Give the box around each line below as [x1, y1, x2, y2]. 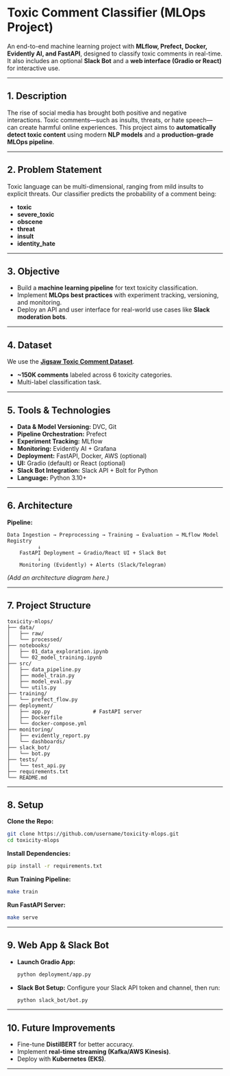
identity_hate [16, 239, 56, 248]
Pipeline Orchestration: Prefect [16, 430, 107, 438]
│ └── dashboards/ [7, 738, 66, 745]
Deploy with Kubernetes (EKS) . [16, 1055, 106, 1063]
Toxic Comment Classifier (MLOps [7, 5, 206, 21]
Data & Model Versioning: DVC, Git [16, 423, 117, 430]
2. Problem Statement [7, 164, 102, 176]
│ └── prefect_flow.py [7, 696, 78, 703]
